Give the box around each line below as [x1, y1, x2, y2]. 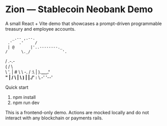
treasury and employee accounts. [5, 26, 76, 32]
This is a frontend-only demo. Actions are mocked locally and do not [5, 109, 149, 115]
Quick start [5, 84, 29, 90]
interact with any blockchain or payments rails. [5, 115, 103, 121]
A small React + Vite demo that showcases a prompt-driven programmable [5, 20, 162, 27]
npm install [12, 94, 36, 100]
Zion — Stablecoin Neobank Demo [5, 4, 153, 15]
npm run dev [12, 99, 40, 106]
